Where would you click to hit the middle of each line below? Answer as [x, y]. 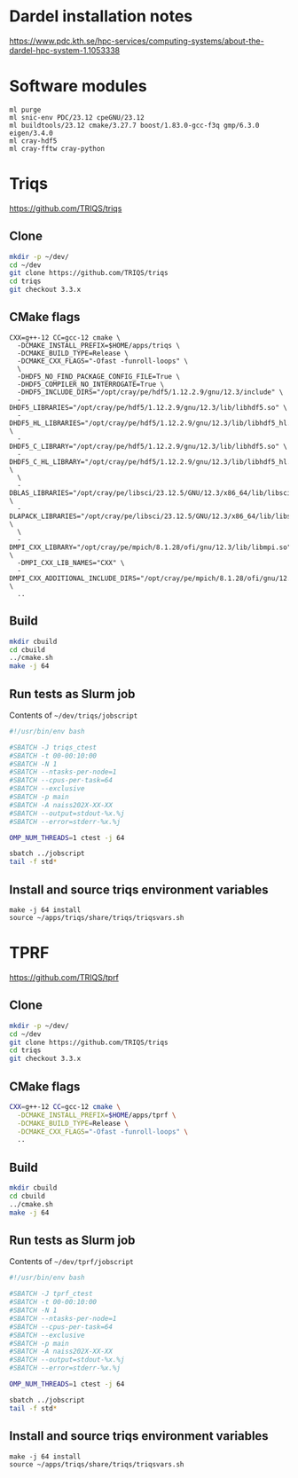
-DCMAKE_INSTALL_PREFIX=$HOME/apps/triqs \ [98, 345]
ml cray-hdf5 [33, 141]
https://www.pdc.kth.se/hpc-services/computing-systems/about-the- [137, 41]
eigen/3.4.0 [31, 133]
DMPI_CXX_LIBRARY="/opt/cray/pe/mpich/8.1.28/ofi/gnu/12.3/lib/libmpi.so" [150, 547]
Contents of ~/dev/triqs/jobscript [74, 715]
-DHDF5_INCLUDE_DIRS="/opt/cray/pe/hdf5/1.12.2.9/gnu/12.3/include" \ [150, 392]
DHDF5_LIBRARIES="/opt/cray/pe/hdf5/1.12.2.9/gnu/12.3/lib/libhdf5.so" [144, 407]
